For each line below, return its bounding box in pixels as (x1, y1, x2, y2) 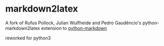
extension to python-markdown (41, 25, 107, 31)
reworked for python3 (5, 35, 51, 41)
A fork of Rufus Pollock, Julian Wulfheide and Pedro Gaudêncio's (5, 20, 142, 26)
